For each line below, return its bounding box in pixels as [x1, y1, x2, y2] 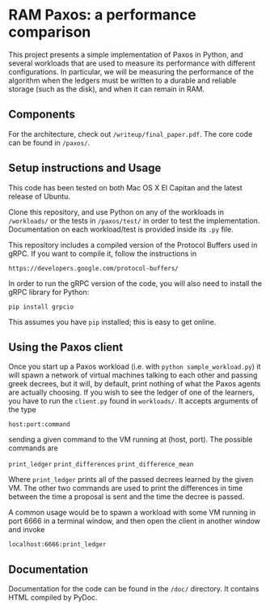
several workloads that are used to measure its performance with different [8, 58, 256, 68]
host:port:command [8, 420, 70, 429]
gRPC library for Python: [8, 287, 90, 296]
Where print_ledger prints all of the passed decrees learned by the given [8, 475, 254, 484]
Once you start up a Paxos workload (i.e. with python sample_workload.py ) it [8, 362, 261, 372]
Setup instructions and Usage [8, 161, 162, 175]
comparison [8, 23, 91, 41]
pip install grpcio [8, 302, 74, 311]
